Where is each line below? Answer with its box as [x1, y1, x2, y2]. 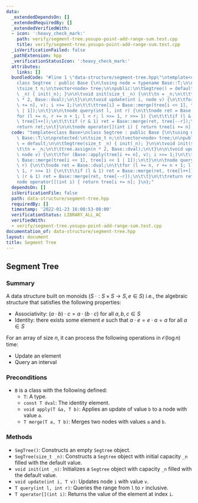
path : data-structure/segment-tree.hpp [11, 196, 110, 202]
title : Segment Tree [6, 239, 57, 245]
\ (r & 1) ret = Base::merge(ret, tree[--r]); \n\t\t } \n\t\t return [16, 174, 183, 180]
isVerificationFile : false [11, 190, 78, 196]
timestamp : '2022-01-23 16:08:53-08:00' [11, 206, 112, 213]
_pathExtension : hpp [11, 53, 62, 59]
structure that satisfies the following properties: [6, 299, 121, 306]
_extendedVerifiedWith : [11, 25, 70, 31]
